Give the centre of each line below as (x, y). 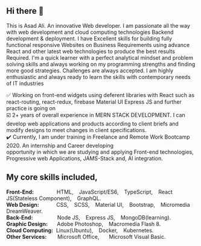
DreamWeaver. (25, 211)
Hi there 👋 (25, 11)
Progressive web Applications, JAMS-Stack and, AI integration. (85, 158)
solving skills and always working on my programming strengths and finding (101, 64)
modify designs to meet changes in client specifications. (76, 130)
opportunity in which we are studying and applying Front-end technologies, (100, 152)
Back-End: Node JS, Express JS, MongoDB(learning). (89, 217)
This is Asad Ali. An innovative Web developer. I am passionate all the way (98, 25)
